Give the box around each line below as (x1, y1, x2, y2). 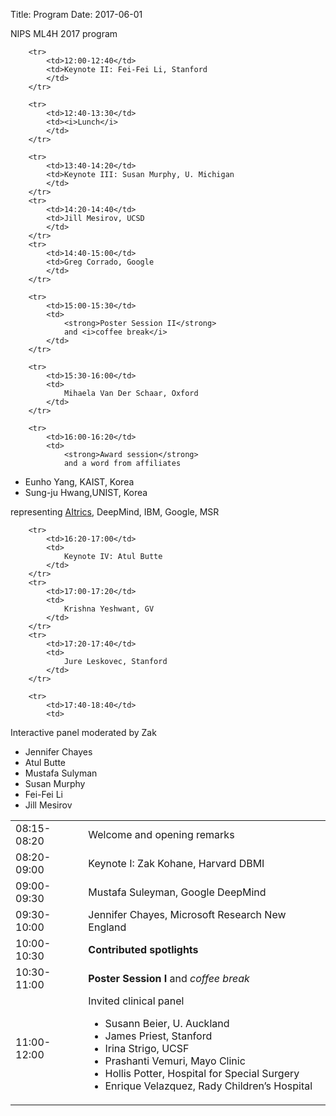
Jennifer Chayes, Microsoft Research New (88, 908, 287, 921)
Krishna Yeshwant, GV (63, 604, 155, 614)
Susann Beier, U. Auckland (104, 1017, 230, 1030)
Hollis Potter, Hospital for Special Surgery (104, 1067, 300, 1080)
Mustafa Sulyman (24, 767, 98, 779)
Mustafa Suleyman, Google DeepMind (88, 885, 267, 899)
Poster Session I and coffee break (88, 972, 250, 985)
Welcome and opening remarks (88, 828, 235, 841)
